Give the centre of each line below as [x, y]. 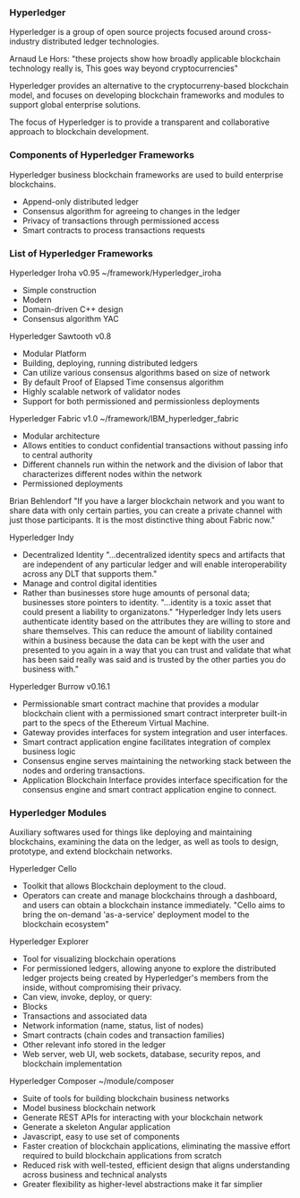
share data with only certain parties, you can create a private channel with [146, 510]
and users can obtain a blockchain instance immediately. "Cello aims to [154, 905]
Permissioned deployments [73, 483]
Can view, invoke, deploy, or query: [87, 997]
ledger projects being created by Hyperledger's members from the [145, 978]
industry [25, 41]
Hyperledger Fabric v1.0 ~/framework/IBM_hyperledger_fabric [124, 418]
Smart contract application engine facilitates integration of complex [146, 742]
